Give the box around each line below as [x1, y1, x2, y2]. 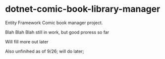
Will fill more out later [5, 38, 49, 45]
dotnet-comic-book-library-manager [5, 3, 161, 15]
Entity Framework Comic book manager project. [5, 20, 103, 26]
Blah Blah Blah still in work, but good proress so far [5, 29, 110, 35]
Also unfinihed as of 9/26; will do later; [5, 48, 84, 54]
